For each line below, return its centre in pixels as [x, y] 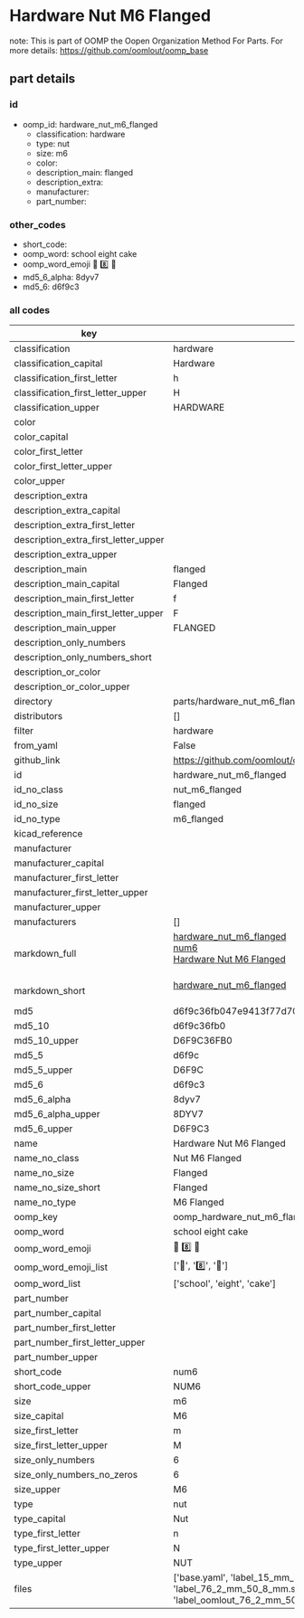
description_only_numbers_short [83, 658]
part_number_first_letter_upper [80, 1342]
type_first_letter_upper [62, 1548]
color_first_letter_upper [63, 467]
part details [43, 79]
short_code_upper [52, 1386]
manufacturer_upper [57, 907]
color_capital [41, 437]
